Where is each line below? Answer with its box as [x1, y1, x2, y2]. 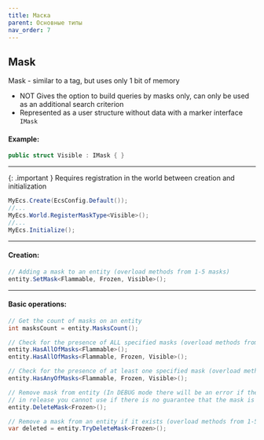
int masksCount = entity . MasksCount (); [8, 324, 139, 332]
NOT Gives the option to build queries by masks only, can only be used [19, 91, 250, 101]
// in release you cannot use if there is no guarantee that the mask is [8, 396, 255, 404]
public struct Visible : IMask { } [8, 152, 125, 159]
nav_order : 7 [8, 26, 51, 34]
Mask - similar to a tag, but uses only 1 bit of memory [8, 76, 180, 86]
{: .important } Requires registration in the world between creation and [8, 174, 236, 183]
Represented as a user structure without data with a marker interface [19, 108, 244, 118]
